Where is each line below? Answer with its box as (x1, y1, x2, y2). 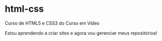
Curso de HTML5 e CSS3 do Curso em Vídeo (5, 20, 100, 26)
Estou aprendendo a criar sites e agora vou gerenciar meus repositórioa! (5, 30, 157, 36)
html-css (5, 3, 44, 15)
